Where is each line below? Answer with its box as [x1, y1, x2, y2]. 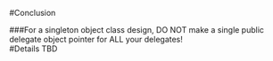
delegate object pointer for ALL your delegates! [9, 34, 183, 44]
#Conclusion [9, 8, 56, 18]
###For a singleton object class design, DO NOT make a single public [9, 25, 265, 34]
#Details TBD [9, 43, 58, 54]
